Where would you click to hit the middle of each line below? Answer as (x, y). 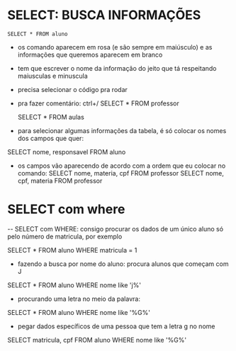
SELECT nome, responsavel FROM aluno (67, 151)
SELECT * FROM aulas (51, 117)
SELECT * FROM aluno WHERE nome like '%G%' (79, 312)
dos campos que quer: (50, 138)
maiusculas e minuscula (53, 76)
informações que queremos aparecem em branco (90, 54)
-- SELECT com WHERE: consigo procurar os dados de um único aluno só (116, 229)
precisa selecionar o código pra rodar (72, 89)
